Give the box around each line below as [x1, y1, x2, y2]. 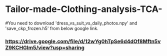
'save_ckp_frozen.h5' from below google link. [5, 25, 98, 31]
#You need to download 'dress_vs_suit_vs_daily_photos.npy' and [5, 20, 137, 26]
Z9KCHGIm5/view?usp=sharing [5, 44, 85, 51]
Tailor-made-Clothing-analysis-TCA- [5, 3, 162, 15]
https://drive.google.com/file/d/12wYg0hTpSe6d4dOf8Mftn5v [5, 37, 161, 44]
